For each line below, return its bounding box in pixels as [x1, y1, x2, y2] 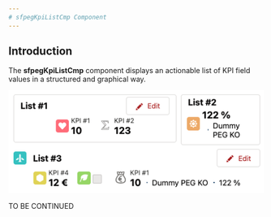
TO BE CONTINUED [8, 201, 75, 210]
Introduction [8, 45, 73, 59]
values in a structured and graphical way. [8, 74, 146, 85]
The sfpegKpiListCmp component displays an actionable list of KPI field [8, 66, 251, 76]
